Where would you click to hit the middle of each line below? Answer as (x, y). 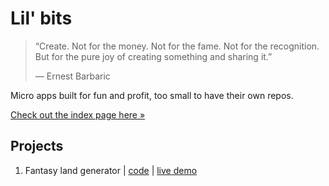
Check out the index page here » (78, 114)
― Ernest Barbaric (72, 76)
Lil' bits (41, 18)
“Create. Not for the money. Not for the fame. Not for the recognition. (177, 46)
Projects (37, 146)
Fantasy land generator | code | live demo (111, 170)
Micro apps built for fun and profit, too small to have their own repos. (152, 95)
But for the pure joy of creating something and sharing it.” (153, 56)
